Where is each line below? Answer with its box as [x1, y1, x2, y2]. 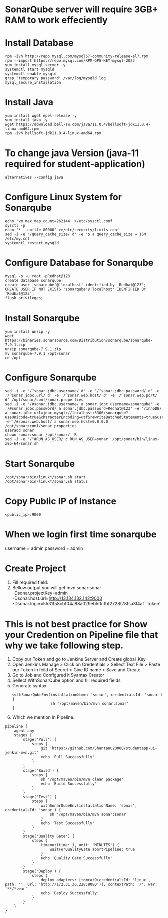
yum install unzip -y [5, 329, 50, 334]
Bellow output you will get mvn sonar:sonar [12, 584, 101, 590]
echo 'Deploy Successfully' [40, 891, 99, 896]
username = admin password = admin [5, 545, 83, 551]
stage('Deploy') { [23, 869, 61, 874]
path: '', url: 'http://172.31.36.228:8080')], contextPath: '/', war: [5, 882, 157, 887]
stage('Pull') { [23, 737, 57, 742]
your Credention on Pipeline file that [5, 629, 158, 640]
